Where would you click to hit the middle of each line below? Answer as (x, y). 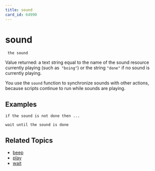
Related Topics (29, 140)
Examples (21, 104)
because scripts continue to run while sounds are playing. (65, 89)
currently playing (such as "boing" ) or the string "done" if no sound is (77, 68)
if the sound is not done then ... (43, 116)
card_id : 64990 (21, 15)
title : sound (19, 10)
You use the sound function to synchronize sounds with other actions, (77, 83)
